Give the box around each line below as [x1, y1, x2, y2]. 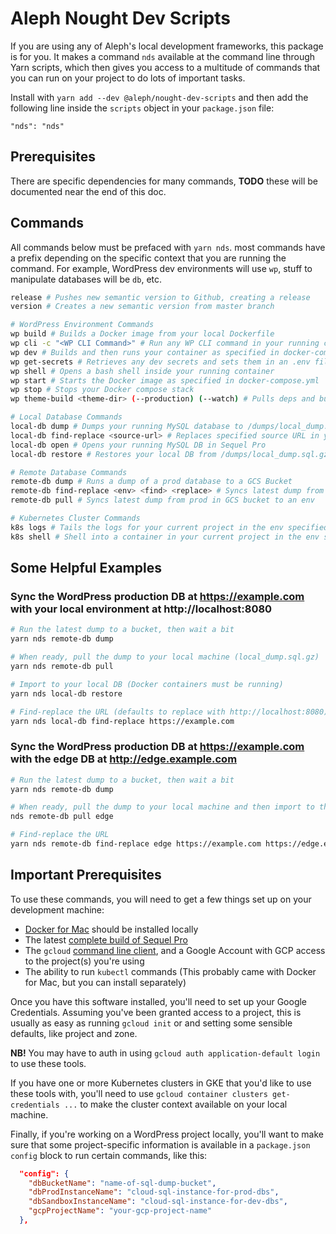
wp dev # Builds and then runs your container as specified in [10, 347, 280, 357]
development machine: [10, 903, 105, 916]
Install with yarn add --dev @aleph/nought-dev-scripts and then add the [10, 91, 309, 103]
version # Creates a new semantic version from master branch [10, 302, 275, 312]
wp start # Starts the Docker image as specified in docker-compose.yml [10, 375, 320, 386]
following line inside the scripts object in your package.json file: [10, 102, 275, 114]
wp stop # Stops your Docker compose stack [10, 385, 195, 395]
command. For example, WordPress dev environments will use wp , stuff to [10, 262, 313, 274]
